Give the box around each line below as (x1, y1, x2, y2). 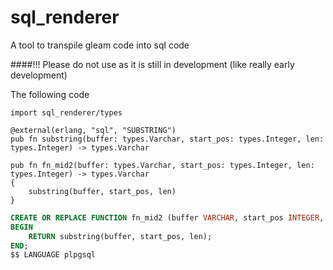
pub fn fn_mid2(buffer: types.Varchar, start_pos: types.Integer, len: (10, 160, 315, 170)
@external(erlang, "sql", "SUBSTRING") (10, 125, 177, 135)
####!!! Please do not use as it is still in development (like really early (10, 58, 295, 70)
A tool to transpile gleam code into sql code (10, 39, 190, 51)
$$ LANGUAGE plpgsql (10, 250, 97, 260)
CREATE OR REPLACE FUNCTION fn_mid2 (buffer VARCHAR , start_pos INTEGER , (10, 212, 325, 223)
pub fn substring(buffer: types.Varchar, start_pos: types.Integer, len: (10, 134, 325, 144)
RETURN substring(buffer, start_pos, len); (28, 231, 213, 241)
